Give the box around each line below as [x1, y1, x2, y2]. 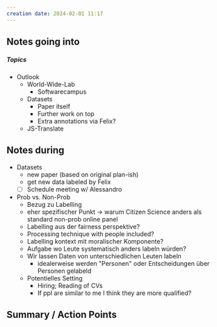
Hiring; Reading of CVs [37, 281, 103, 290]
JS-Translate [26, 124, 64, 133]
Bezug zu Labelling [26, 200, 82, 208]
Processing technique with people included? [26, 230, 154, 238]
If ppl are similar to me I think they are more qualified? [37, 289, 192, 297]
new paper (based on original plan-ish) [26, 170, 139, 178]
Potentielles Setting [26, 274, 83, 282]
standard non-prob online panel [26, 215, 118, 223]
